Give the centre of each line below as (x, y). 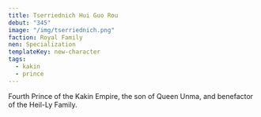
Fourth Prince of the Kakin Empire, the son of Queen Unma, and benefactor (131, 96)
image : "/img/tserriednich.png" (61, 30)
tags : (17, 60)
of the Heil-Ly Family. (43, 104)
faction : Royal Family (45, 37)
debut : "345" (30, 23)
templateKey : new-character (55, 52)
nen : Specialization (42, 45)
